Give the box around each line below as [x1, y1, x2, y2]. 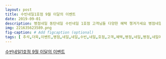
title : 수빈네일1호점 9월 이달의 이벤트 [5, 12, 76, 17]
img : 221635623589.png [5, 26, 52, 30]
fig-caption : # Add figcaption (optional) [5, 30, 94, 35]
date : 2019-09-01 [5, 16, 41, 21]
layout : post [5, 7, 32, 12]
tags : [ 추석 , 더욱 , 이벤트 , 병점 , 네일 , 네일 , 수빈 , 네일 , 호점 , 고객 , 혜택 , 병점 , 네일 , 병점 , [5, 35, 152, 40]
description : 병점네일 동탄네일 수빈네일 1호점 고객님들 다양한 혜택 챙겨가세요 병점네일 [5, 21, 162, 26]
